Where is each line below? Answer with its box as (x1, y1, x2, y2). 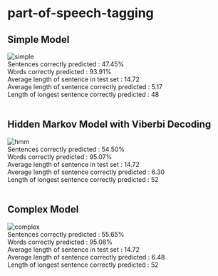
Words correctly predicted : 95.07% (7, 152, 113, 161)
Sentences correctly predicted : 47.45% (7, 60, 125, 68)
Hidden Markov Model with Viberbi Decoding (7, 118, 212, 131)
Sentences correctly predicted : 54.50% (7, 145, 125, 153)
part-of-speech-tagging (7, 5, 155, 21)
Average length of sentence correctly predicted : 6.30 (7, 168, 165, 176)
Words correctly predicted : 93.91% (7, 68, 112, 76)
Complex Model (7, 203, 79, 215)
